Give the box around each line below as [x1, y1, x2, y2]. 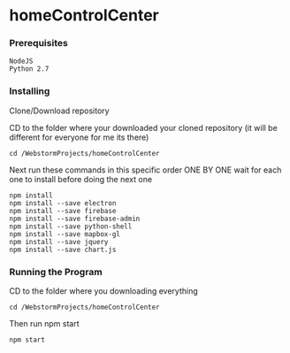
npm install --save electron [9, 198, 117, 208]
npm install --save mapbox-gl [9, 229, 121, 239]
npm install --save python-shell [9, 222, 133, 231]
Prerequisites [9, 37, 68, 50]
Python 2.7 [9, 65, 50, 73]
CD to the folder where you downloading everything [9, 286, 199, 296]
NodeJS [9, 57, 34, 66]
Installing [9, 85, 50, 97]
